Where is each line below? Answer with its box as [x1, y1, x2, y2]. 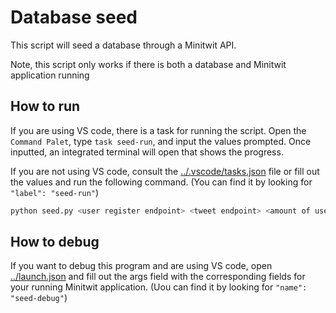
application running [10, 69, 90, 81]
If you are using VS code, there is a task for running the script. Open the [10, 124, 307, 136]
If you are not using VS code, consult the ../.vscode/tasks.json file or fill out [10, 165, 320, 177]
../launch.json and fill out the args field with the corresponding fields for [10, 271, 306, 283]
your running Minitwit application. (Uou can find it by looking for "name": [10, 281, 308, 293]
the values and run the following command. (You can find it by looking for [10, 176, 313, 188]
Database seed [10, 6, 138, 29]
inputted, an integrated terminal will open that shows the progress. [10, 146, 284, 158]
